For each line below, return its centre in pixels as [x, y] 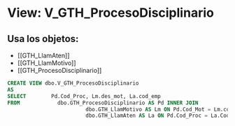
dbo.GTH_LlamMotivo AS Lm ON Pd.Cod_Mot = [148, 109]
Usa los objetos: [43, 39]
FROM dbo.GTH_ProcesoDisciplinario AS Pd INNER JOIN [103, 103]
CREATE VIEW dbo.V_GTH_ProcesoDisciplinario [73, 83]
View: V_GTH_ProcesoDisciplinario [111, 13]
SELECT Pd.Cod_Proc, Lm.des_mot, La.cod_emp [84, 96]
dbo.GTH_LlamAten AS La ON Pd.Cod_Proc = [147, 116]
